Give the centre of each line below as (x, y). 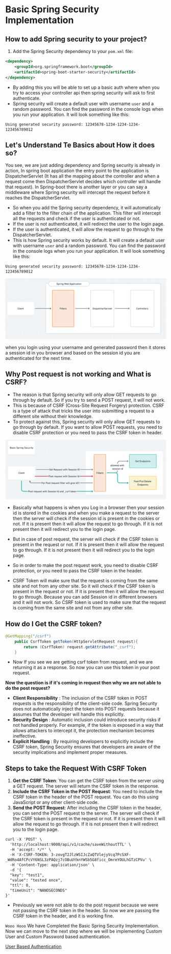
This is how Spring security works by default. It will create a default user (89, 240)
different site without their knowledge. (53, 416)
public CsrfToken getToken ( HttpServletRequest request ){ (76, 642)
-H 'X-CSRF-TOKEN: (30, 855)
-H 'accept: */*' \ (31, 850)
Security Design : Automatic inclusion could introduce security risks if (87, 720)
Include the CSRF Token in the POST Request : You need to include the (87, 792)
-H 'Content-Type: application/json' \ (52, 865)
